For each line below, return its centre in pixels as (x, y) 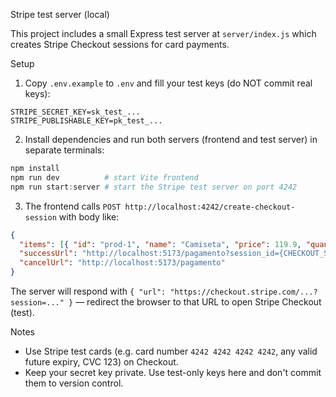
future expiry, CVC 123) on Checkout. (101, 362)
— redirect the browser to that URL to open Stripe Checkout (198, 302)
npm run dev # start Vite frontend (104, 177)
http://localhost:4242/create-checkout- (210, 207)
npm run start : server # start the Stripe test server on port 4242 (154, 187)
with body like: (89, 216)
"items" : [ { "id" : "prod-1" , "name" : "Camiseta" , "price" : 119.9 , (160, 244)
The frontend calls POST (73, 206)
